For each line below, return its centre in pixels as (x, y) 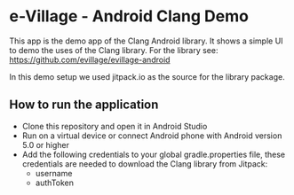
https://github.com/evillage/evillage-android (90, 59)
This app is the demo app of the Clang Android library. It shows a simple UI (146, 41)
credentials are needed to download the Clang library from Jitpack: (145, 164)
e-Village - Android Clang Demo (129, 16)
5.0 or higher (45, 144)
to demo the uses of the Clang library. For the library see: (114, 50)
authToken (54, 183)
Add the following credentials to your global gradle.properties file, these (154, 154)
